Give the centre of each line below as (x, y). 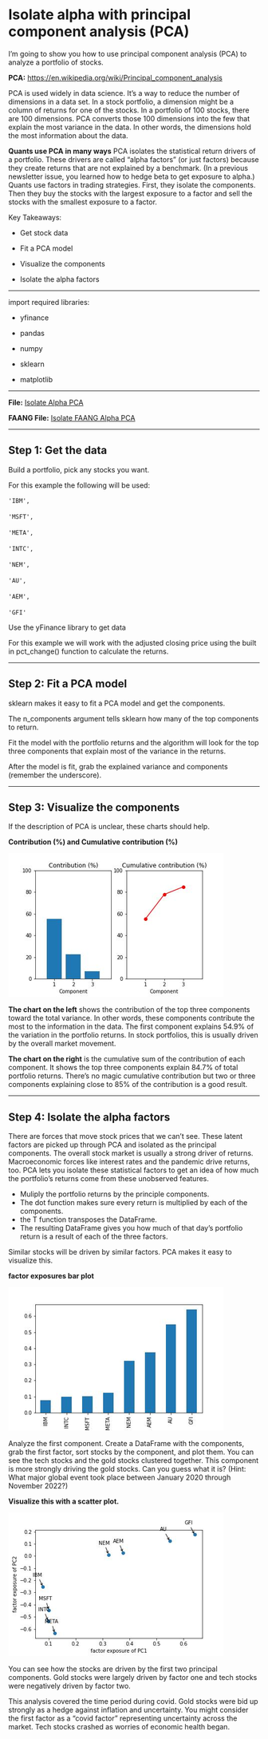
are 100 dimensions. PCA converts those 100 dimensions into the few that (129, 118)
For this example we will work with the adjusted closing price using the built (132, 642)
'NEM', (19, 564)
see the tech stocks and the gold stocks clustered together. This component (134, 1460)
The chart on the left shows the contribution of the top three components (129, 1010)
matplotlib (36, 379)
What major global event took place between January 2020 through (120, 1477)
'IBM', (19, 500)
